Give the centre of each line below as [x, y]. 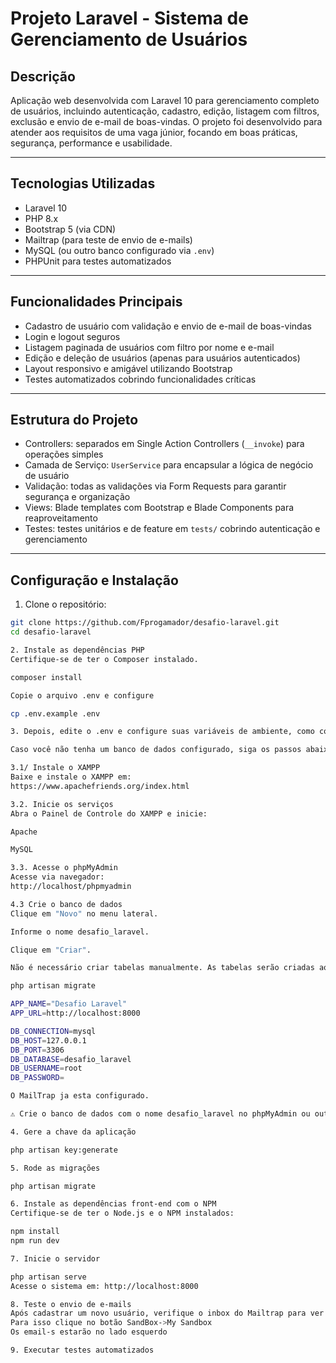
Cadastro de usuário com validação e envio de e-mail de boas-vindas [168, 326]
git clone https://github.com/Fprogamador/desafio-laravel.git [145, 623]
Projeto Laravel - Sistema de [129, 18]
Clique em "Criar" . [51, 950]
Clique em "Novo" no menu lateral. [84, 913]
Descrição [43, 76]
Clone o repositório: [65, 604]
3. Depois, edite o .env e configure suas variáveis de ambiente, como [162, 732]
